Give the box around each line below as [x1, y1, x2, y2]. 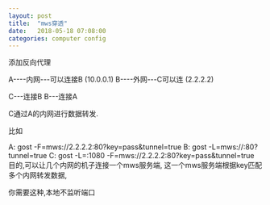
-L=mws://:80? [208, 142, 258, 152]
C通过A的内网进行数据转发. [8, 109, 98, 119]
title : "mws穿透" [8, 19, 68, 27]
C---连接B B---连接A [8, 92, 78, 102]
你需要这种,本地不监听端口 [8, 187, 96, 198]
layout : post [8, 11, 52, 20]
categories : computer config [8, 34, 106, 43]
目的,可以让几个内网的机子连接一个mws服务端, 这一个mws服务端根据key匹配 [8, 161, 263, 170]
